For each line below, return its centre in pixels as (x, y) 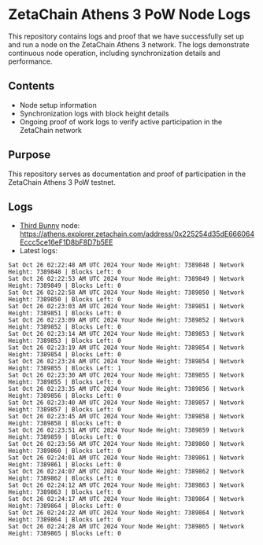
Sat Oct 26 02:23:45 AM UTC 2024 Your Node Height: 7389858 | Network (126, 417)
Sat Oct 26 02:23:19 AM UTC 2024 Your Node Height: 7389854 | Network (126, 348)
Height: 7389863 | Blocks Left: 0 (65, 492)
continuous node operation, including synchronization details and (114, 53)
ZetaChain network (51, 130)
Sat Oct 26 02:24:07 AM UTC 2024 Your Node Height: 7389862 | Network (126, 472)
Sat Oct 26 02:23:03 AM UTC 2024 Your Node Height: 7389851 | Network (126, 307)
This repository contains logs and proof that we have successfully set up (126, 36)
